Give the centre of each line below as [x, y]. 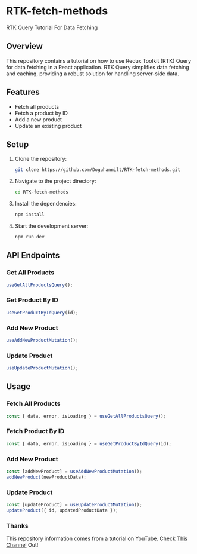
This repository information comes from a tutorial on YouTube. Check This [97, 538]
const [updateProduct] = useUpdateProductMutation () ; [74, 505]
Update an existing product [48, 126]
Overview [25, 46]
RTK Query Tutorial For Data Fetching [52, 27]
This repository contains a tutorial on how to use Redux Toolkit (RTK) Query [99, 60]
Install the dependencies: [46, 204]
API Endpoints [33, 255]
